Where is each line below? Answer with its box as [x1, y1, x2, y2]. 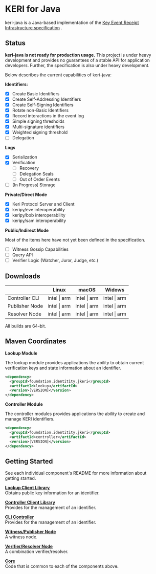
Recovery [19, 165, 39, 171]
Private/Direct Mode [5, 192, 47, 198]
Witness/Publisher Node [5, 529, 56, 535]
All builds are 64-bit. [5, 323, 46, 329]
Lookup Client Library [5, 485, 50, 491]
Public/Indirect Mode [5, 227, 49, 233]
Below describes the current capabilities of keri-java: [5, 72, 111, 78]
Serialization [12, 154, 38, 160]
